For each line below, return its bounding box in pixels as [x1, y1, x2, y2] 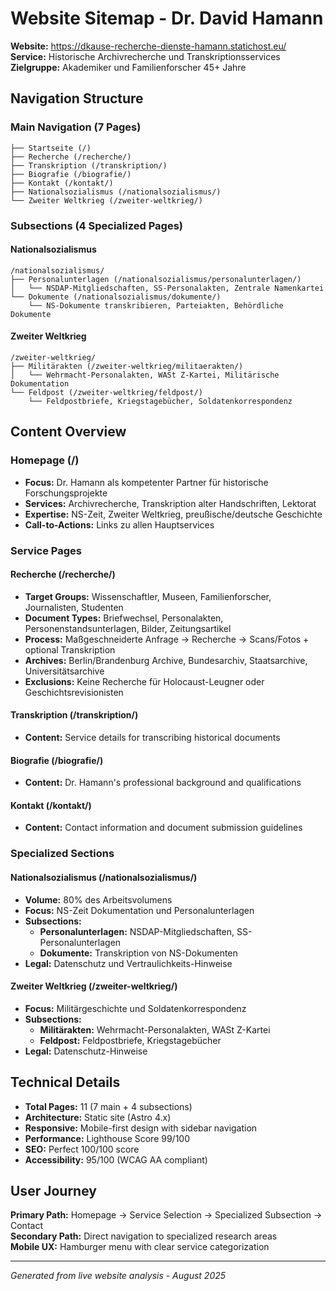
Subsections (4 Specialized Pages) [10, 218, 183, 232]
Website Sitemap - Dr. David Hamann [10, 7, 324, 30]
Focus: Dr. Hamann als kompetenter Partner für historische [24, 476, 269, 488]
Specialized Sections [10, 847, 115, 861]
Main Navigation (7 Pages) [10, 120, 142, 134]
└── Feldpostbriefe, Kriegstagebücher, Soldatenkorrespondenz [28, 396, 293, 406]
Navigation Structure [10, 90, 144, 107]
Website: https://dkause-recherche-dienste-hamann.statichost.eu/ [10, 40, 287, 52]
